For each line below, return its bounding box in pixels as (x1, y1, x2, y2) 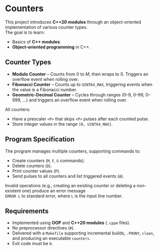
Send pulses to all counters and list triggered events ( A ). (12, 173, 124, 179)
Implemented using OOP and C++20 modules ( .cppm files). (12, 220, 130, 226)
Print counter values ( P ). (12, 168, 61, 173)
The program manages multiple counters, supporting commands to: (5, 148, 141, 154)
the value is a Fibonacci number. (12, 86, 77, 93)
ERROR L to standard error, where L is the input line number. (5, 193, 123, 199)
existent (5, 188, 21, 193)
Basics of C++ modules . (12, 38, 62, 44)
